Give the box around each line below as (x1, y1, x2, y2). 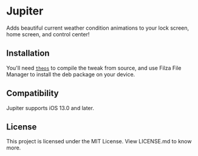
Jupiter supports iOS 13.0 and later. (6, 104, 94, 111)
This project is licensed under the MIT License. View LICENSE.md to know (6, 138, 192, 145)
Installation (6, 48, 50, 59)
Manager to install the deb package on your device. (6, 71, 135, 78)
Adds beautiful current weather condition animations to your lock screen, (6, 24, 189, 31)
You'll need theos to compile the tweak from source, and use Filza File (6, 64, 182, 71)
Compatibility (6, 88, 59, 99)
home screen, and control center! (6, 30, 90, 37)
